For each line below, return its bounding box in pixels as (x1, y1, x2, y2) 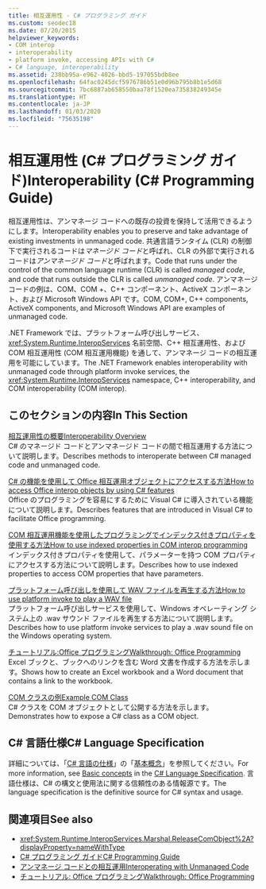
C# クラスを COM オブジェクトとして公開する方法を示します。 (8, 702, 214, 712)
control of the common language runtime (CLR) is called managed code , (8, 265, 245, 274)
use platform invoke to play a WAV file (8, 593, 133, 604)
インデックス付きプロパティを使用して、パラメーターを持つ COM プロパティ (8, 550, 256, 559)
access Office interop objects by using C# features (8, 485, 175, 495)
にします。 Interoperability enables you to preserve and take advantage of (8, 226, 249, 235)
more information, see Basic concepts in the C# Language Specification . (8, 768, 245, 779)
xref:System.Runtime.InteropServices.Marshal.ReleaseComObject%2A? (19, 834, 254, 844)
